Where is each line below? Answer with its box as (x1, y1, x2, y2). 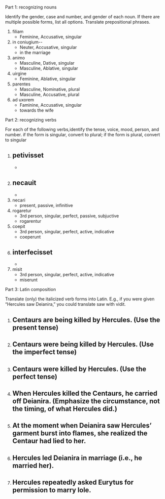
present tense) (12, 323, 59, 332)
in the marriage (19, 49, 51, 55)
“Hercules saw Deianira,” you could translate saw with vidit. (5, 301, 126, 307)
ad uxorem (12, 97, 34, 103)
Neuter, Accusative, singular (19, 44, 77, 50)
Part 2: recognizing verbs (5, 117, 57, 123)
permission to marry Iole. (12, 486, 92, 495)
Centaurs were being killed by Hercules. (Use (12, 340, 154, 349)
